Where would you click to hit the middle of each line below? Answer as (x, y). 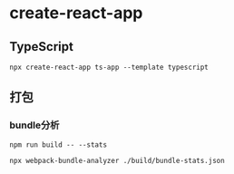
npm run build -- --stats (58, 145)
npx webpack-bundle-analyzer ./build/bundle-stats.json (117, 160)
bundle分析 (34, 125)
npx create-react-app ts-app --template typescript (109, 67)
